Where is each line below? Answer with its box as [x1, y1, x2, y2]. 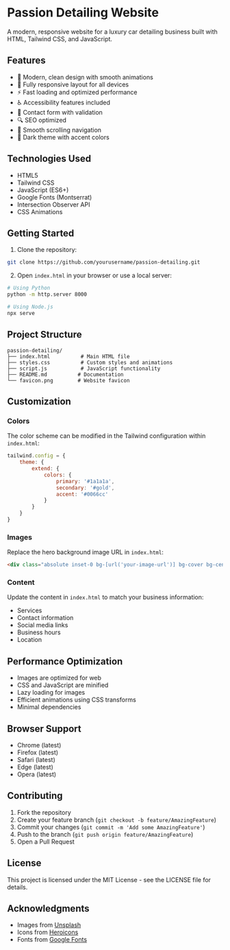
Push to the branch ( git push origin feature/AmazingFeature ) [16, 830, 194, 838]
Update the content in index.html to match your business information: [7, 593, 204, 601]
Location [16, 636, 42, 644]
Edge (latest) [16, 763, 53, 771]
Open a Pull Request [16, 837, 75, 846]
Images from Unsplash [16, 921, 81, 929]
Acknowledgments [7, 903, 90, 914]
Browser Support [7, 723, 82, 734]
